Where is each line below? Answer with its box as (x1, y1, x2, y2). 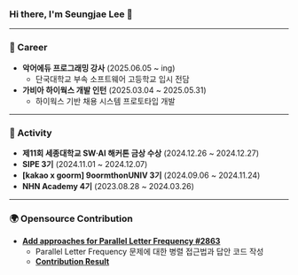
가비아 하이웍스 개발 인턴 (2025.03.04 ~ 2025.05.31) (21, 84, 207, 95)
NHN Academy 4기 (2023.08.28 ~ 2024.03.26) (21, 180, 195, 191)
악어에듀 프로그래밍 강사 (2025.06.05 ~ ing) (21, 62, 176, 73)
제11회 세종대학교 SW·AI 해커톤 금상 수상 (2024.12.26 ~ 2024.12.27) (21, 148, 260, 158)
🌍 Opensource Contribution (9, 212, 133, 225)
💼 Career (9, 42, 48, 54)
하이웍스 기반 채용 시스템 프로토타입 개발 (35, 95, 176, 106)
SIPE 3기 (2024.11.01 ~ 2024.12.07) (21, 158, 148, 169)
